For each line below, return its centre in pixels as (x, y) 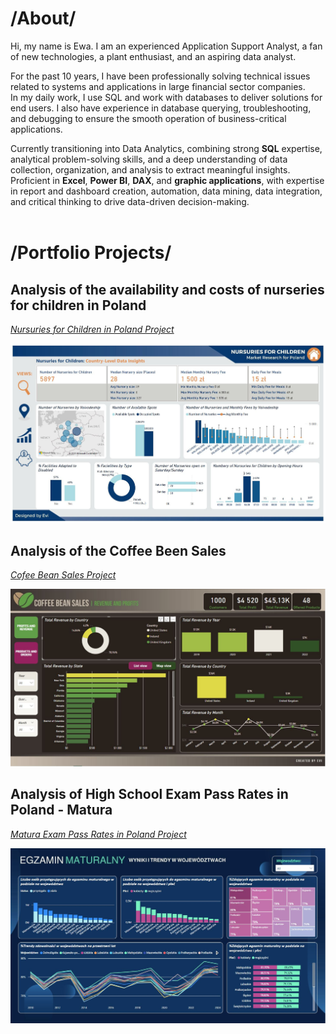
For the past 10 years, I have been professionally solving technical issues (160, 76)
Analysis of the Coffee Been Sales (118, 551)
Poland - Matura (61, 810)
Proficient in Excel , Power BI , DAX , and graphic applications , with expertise (167, 180)
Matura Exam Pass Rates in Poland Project (98, 834)
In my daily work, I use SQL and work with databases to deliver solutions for (166, 97)
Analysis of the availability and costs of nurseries (167, 289)
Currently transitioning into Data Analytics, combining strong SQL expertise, (166, 148)
